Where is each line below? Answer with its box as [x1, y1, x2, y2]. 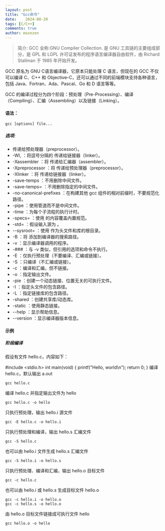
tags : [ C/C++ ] [5, 21, 35, 27]
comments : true [5, 26, 37, 31]
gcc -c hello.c [5, 477, 37, 482]
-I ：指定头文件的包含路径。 [12, 284, 70, 290]
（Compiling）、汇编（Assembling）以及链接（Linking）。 [5, 98, 122, 103]
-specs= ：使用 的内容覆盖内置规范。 [12, 215, 89, 221]
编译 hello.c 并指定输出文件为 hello [5, 390, 76, 396]
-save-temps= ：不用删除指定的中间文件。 [12, 184, 100, 190]
